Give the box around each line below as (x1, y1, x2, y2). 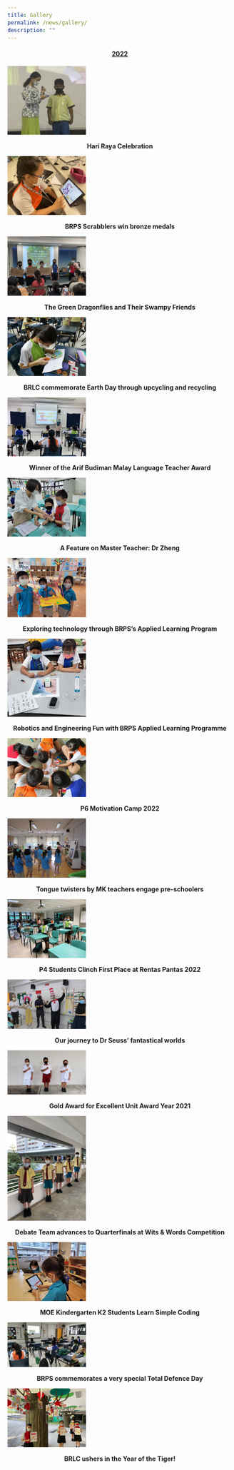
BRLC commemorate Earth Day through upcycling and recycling (24, 382, 216, 392)
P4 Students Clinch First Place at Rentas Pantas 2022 (39, 965, 201, 973)
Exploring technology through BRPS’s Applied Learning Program (22, 624, 218, 633)
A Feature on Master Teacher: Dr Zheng (60, 544, 180, 552)
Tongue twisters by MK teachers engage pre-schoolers (36, 885, 204, 893)
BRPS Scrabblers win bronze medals (64, 222, 175, 231)
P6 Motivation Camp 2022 (80, 804, 160, 813)
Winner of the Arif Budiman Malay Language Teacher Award (29, 464, 211, 472)
